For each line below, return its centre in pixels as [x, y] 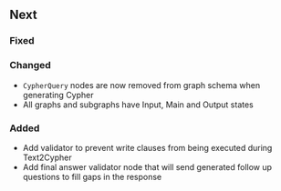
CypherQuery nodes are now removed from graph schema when [141, 85]
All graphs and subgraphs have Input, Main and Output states [138, 105]
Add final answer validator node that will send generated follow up [147, 166]
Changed [31, 65]
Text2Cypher [47, 157]
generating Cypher [58, 95]
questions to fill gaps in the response [92, 176]
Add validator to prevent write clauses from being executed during [147, 147]
